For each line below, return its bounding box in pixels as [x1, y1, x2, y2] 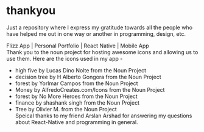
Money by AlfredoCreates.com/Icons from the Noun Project [15, 86, 165, 93]
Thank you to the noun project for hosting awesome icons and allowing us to [6, 48, 199, 55]
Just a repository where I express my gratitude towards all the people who [6, 24, 193, 31]
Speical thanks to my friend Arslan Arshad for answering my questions [15, 112, 192, 119]
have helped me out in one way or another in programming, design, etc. [6, 30, 186, 37]
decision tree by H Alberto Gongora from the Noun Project [15, 73, 161, 80]
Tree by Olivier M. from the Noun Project [15, 105, 117, 113]
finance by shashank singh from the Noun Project [15, 99, 140, 106]
